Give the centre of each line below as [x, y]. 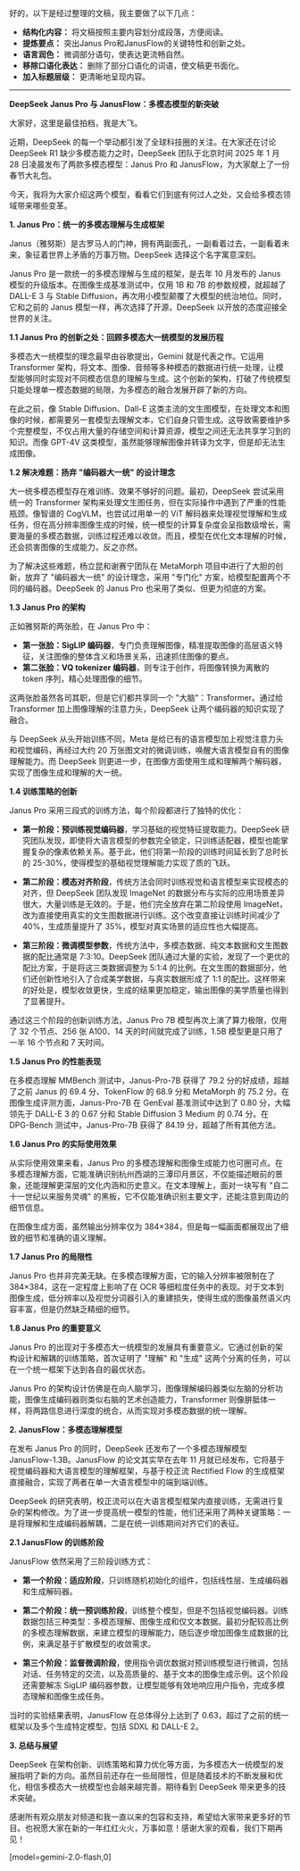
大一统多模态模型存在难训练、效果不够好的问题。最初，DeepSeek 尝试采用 [146, 491]
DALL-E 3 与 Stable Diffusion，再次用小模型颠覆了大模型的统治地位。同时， [148, 296]
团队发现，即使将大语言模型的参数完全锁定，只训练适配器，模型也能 [155, 840]
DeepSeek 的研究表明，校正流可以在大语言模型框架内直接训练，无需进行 [143, 1501]
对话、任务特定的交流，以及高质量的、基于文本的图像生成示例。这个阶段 [155, 1674]
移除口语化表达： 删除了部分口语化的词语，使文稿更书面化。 [133, 66]
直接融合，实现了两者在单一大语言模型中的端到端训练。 [111, 1482]
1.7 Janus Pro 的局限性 [51, 1256]
